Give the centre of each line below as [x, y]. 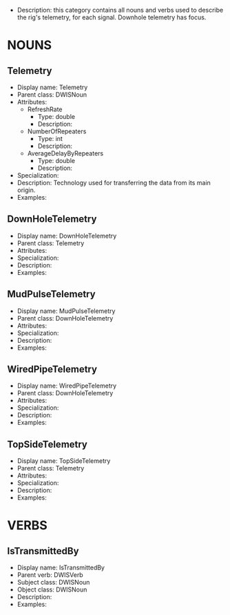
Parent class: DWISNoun [52, 95]
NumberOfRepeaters [57, 131]
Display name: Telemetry [52, 87]
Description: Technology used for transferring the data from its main [114, 183]
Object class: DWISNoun [52, 589]
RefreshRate [45, 109]
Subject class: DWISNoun [53, 583]
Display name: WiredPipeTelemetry [67, 386]
